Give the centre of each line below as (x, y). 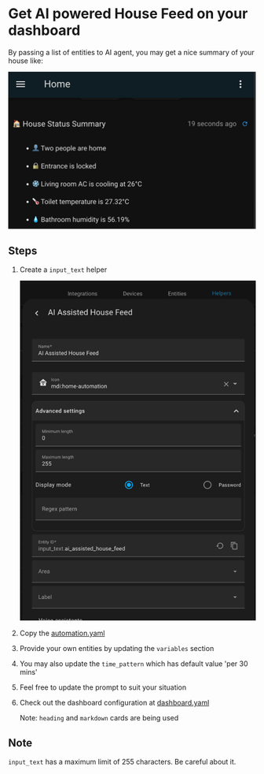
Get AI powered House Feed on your (128, 14)
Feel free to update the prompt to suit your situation (103, 687)
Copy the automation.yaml (62, 633)
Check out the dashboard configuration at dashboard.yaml (114, 703)
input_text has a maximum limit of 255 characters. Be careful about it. (122, 762)
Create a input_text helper (63, 270)
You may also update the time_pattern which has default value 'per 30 (134, 664)
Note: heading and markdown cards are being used (99, 718)
